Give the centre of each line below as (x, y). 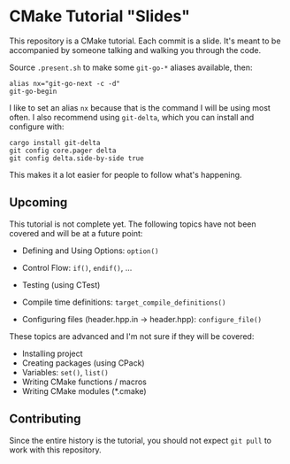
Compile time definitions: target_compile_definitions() (124, 302)
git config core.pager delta (63, 151)
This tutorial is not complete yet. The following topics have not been (133, 224)
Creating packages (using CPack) (83, 363)
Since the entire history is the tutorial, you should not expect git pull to (141, 440)
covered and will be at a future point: (76, 233)
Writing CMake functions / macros (84, 382)
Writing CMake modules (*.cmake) (84, 391)
